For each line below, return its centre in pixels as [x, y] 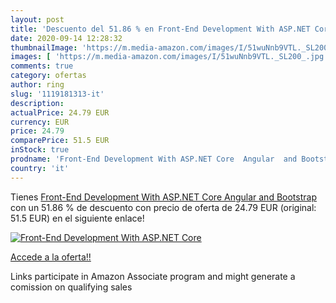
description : [37, 103]
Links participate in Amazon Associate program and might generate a [153, 276]
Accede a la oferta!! [51, 257]
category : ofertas [48, 76]
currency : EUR [40, 122]
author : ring [37, 85]
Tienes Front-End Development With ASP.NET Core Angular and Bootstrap [163, 197]
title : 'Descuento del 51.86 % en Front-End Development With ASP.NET [160, 29]
